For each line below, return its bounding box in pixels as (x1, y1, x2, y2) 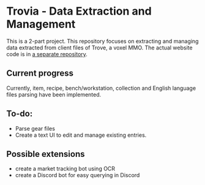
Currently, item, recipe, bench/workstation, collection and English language (6, 84, 196, 92)
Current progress (6, 68, 74, 79)
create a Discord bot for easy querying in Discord (15, 172, 140, 179)
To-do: (6, 109, 33, 119)
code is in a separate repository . (6, 50, 88, 57)
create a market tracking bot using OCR (15, 165, 115, 172)
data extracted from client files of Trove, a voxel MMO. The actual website (6, 44, 193, 51)
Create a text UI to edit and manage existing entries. (15, 131, 147, 139)
